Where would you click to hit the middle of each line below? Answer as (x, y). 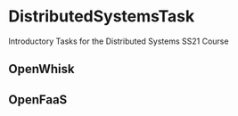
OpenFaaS (38, 99)
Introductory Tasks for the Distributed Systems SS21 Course (119, 41)
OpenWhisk (41, 69)
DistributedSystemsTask (102, 17)
